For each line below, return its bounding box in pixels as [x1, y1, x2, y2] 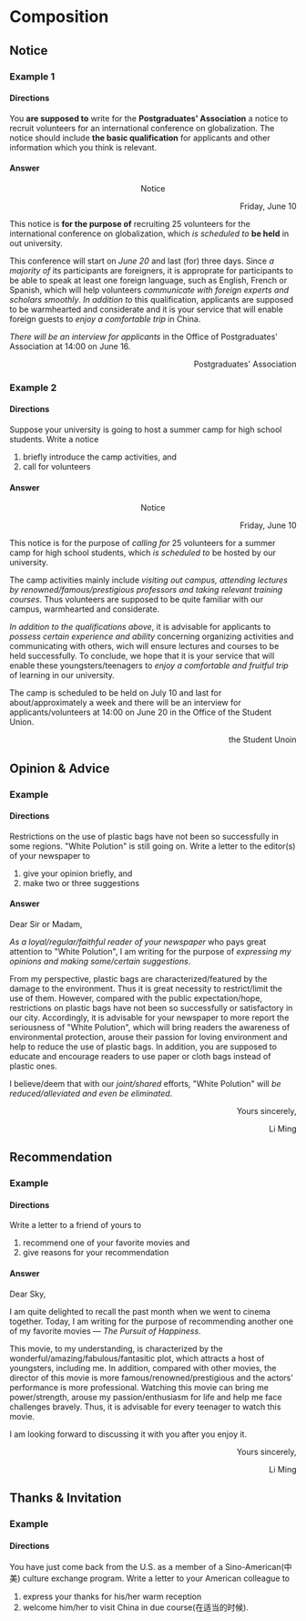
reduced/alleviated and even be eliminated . [9, 1088, 173, 1099]
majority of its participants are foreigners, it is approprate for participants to [9, 264, 293, 275]
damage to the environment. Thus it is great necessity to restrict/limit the [9, 983, 283, 994]
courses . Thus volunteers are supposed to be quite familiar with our [9, 594, 264, 605]
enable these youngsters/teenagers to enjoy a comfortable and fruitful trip [9, 660, 289, 671]
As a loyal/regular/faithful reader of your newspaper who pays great [9, 936, 267, 947]
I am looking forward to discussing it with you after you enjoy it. [9, 1429, 248, 1440]
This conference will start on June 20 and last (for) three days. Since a [9, 255, 275, 266]
